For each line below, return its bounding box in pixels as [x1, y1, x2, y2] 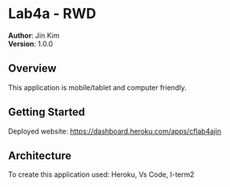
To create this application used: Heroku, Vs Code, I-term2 [8, 170, 195, 179]
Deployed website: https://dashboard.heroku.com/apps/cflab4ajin [8, 126, 222, 136]
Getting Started [8, 105, 86, 119]
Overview [8, 62, 57, 75]
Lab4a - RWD [8, 5, 97, 23]
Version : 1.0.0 [8, 38, 53, 48]
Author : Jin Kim [8, 31, 60, 40]
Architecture [8, 148, 72, 162]
